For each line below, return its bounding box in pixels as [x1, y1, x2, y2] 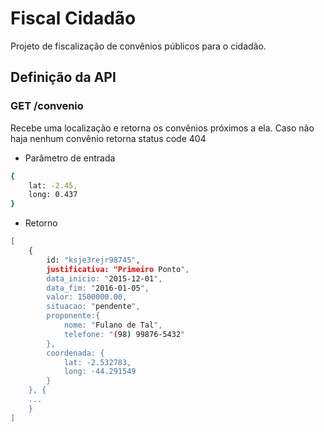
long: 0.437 [28, 190, 78, 200]
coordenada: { [46, 348, 105, 358]
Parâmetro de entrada [24, 152, 116, 164]
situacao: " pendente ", [46, 302, 141, 312]
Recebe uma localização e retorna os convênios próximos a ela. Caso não [10, 122, 315, 134]
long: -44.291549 [63, 367, 137, 377]
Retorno [24, 217, 58, 229]
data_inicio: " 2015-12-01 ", [46, 273, 163, 284]
